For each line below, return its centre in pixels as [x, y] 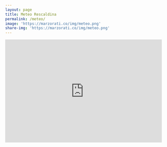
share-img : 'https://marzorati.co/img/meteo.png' [58, 28]
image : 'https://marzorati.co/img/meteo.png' [53, 24]
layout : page [19, 10]
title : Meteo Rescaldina [31, 14]
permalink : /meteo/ [25, 19]
